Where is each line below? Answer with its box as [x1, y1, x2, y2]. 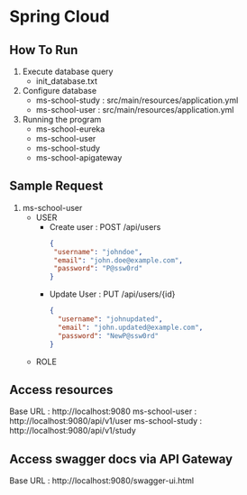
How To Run [9, 42, 78, 58]
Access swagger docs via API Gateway [9, 451, 233, 466]
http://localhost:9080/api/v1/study [9, 426, 137, 436]
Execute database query [22, 66, 114, 77]
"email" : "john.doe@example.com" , [53, 255, 183, 265]
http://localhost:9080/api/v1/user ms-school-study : [9, 416, 203, 426]
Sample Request [9, 179, 104, 194]
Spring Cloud [9, 6, 110, 27]
